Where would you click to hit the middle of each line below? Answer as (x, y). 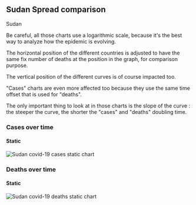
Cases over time (30, 127)
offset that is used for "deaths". (44, 94)
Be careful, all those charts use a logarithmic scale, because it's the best (94, 35)
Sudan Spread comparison (56, 10)
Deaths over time (31, 169)
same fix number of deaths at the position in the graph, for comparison (92, 59)
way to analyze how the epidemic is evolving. (61, 41)
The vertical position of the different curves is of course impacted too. (91, 76)
